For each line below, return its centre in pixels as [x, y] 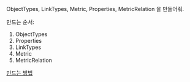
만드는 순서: [21, 22]
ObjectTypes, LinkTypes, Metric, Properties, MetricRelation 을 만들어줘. [95, 9]
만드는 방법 [20, 73]
